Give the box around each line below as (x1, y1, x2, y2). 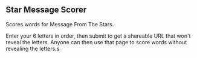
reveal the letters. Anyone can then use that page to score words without (5, 38, 187, 45)
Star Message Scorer (5, 5, 87, 15)
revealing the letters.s (5, 45, 60, 52)
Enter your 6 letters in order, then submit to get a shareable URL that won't (5, 32, 191, 39)
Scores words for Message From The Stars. (5, 20, 114, 28)
